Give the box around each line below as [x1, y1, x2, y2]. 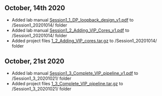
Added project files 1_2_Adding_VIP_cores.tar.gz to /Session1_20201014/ [11, 38, 157, 44]
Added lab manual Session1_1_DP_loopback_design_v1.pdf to [11, 17, 134, 23]
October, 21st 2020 [4, 57, 65, 66]
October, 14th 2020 [4, 4, 66, 12]
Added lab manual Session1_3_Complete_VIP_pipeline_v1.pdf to [11, 70, 139, 76]
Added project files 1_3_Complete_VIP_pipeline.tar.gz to [11, 80, 123, 86]
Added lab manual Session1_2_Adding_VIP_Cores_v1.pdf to [11, 27, 130, 33]
